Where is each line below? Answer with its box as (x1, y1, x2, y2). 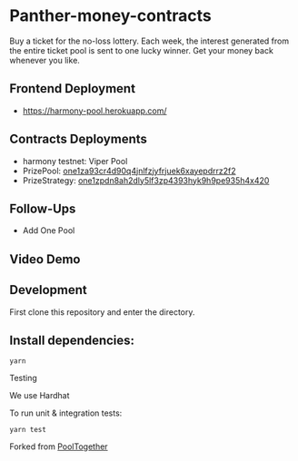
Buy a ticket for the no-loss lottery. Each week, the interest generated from (9, 35, 289, 46)
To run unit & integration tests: (9, 407, 123, 418)
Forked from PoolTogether (9, 441, 108, 452)
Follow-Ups (9, 201, 76, 216)
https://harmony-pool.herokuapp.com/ (22, 105, 167, 116)
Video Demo (9, 251, 81, 267)
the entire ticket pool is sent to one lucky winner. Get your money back (9, 44, 274, 55)
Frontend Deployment (9, 81, 136, 96)
